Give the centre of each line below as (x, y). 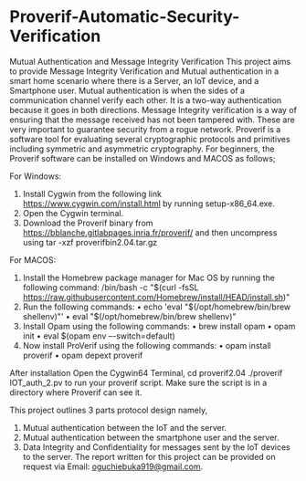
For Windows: (36, 176)
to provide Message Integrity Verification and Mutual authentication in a (144, 71)
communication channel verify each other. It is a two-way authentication (146, 100)
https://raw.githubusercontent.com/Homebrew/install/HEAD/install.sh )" (156, 297)
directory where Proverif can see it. (76, 392)
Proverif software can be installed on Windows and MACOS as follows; (142, 158)
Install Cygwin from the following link (92, 193)
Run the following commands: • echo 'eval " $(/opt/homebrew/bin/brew (157, 307)
